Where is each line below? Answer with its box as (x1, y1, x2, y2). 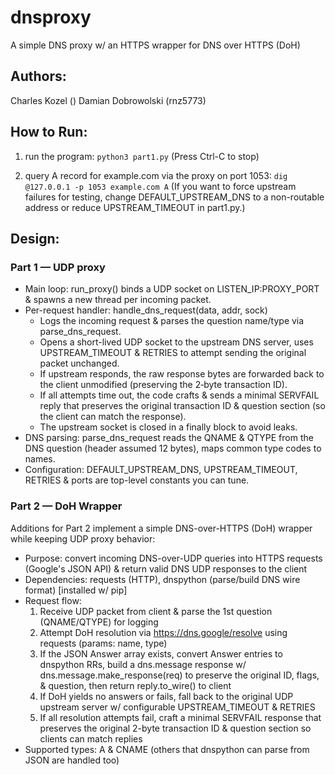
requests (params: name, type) (39, 637, 168, 649)
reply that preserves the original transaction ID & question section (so (39, 400, 326, 412)
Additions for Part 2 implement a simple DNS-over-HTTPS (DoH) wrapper (10, 522, 313, 534)
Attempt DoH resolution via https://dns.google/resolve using (39, 626, 288, 638)
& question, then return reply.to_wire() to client (39, 679, 232, 691)
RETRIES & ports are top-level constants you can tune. (24, 474, 250, 486)
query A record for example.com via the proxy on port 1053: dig (24, 169, 288, 181)
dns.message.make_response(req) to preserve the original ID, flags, (39, 669, 320, 681)
